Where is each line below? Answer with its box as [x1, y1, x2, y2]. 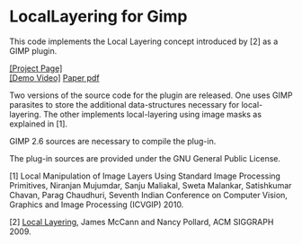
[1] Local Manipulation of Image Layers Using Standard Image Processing [9, 170, 281, 181]
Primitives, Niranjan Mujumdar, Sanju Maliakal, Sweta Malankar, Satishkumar [9, 179, 292, 190]
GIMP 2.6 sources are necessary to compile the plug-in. [9, 135, 217, 146]
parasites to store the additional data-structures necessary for [9, 99, 240, 109]
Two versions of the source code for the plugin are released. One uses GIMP [9, 90, 293, 100]
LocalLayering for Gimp [9, 6, 188, 27]
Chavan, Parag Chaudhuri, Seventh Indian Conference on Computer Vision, [9, 189, 288, 200]
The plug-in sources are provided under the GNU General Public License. [9, 152, 281, 163]
